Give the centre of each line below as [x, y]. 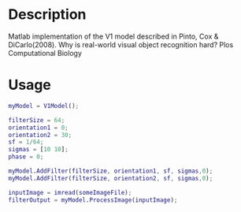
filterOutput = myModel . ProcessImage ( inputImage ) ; [93, 200]
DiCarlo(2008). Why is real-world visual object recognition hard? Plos [121, 44]
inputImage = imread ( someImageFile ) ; [70, 192]
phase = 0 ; [26, 157]
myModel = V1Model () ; [44, 106]
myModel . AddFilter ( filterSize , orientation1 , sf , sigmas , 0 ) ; [111, 171]
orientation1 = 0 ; [38, 128]
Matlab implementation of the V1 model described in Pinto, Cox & [113, 36]
